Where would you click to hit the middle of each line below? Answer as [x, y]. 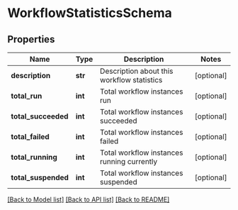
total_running [34, 157]
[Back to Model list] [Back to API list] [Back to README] [89, 199]
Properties [31, 39]
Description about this [137, 71]
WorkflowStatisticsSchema [90, 13]
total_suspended [40, 177]
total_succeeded [40, 116]
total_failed [30, 137]
